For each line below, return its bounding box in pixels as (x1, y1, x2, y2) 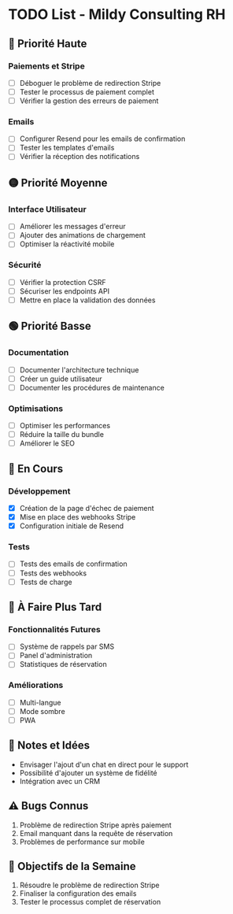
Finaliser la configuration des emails (19, 889, 137, 898)
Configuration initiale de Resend (19, 521, 124, 531)
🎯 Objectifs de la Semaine (8, 860, 136, 873)
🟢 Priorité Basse (8, 320, 92, 333)
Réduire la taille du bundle (19, 430, 105, 439)
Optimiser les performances (19, 421, 111, 431)
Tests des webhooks (19, 568, 87, 578)
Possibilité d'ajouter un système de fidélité (19, 768, 157, 777)
